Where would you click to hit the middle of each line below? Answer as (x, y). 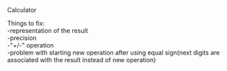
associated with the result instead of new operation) (82, 60)
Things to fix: (26, 23)
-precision (22, 38)
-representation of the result (48, 31)
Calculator (22, 10)
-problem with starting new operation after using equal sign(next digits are (113, 52)
